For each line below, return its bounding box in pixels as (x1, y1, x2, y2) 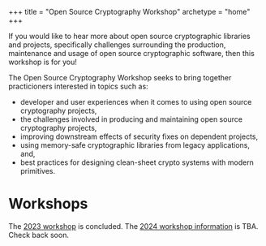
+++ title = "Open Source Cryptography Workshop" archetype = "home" (8, 7, 251, 16)
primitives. (19, 166, 55, 175)
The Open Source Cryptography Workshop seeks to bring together (8, 73, 232, 82)
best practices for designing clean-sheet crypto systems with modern (19, 158, 254, 167)
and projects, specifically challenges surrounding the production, (8, 40, 226, 50)
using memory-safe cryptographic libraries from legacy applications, (19, 140, 250, 149)
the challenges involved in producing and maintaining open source (19, 114, 243, 124)
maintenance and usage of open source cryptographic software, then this (8, 49, 255, 58)
